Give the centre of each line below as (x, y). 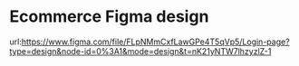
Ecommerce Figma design (109, 17)
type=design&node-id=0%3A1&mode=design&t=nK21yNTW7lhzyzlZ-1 (140, 51)
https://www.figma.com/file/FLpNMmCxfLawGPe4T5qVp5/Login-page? (155, 42)
